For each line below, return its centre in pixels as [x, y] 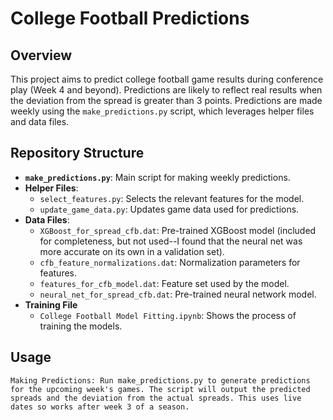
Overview [41, 55]
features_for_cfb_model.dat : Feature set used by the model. [164, 283]
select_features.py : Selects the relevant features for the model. [172, 198]
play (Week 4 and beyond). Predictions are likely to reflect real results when [166, 90]
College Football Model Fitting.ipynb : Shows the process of [168, 315]
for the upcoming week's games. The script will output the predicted [160, 389]
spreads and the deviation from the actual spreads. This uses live [156, 398]
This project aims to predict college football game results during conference [167, 79]
